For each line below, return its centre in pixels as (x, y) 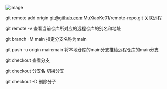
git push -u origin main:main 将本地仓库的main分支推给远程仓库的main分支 (82, 49)
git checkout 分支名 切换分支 (35, 71)
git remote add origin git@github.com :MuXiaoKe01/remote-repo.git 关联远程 (84, 18)
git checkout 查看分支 (28, 60)
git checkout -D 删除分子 (31, 81)
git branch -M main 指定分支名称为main (46, 39)
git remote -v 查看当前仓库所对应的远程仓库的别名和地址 (63, 28)
